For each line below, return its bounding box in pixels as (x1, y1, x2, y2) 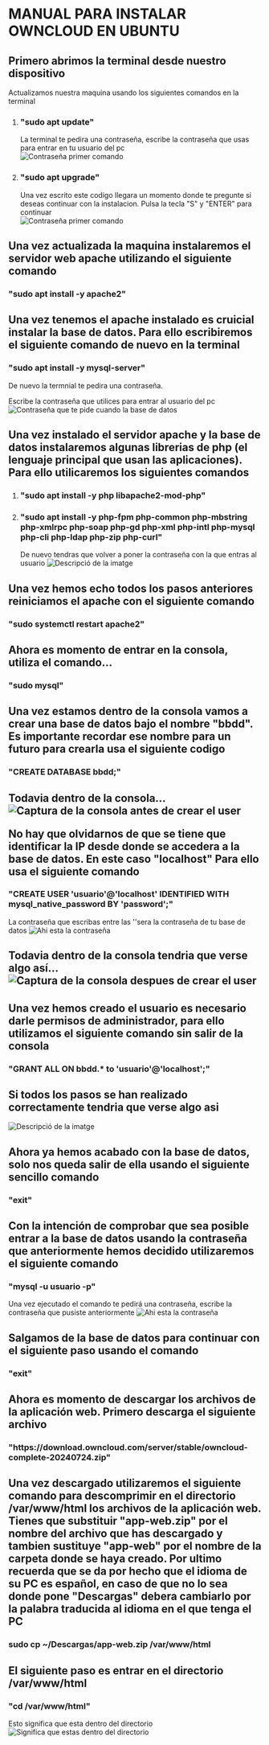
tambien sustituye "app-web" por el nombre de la (8, 1539, 262, 1553)
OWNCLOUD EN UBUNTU (8, 22, 180, 40)
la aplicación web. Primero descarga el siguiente (8, 1405, 256, 1419)
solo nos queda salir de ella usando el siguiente (8, 1157, 251, 1171)
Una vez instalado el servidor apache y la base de (8, 428, 261, 441)
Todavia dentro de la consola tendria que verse (8, 949, 248, 963)
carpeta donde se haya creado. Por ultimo (8, 1552, 222, 1566)
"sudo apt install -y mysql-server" (8, 363, 146, 374)
